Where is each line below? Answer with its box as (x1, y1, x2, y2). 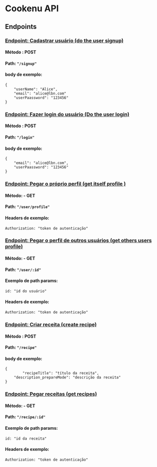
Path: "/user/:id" (5, 266, 41, 272)
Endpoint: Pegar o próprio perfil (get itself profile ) (5, 181, 126, 187)
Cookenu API (5, 3, 59, 14)
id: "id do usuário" (5, 288, 47, 294)
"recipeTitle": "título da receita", (22, 371, 99, 376)
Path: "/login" (5, 134, 35, 140)
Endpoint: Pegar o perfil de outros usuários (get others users (5, 237, 152, 244)
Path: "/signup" (5, 60, 37, 66)
